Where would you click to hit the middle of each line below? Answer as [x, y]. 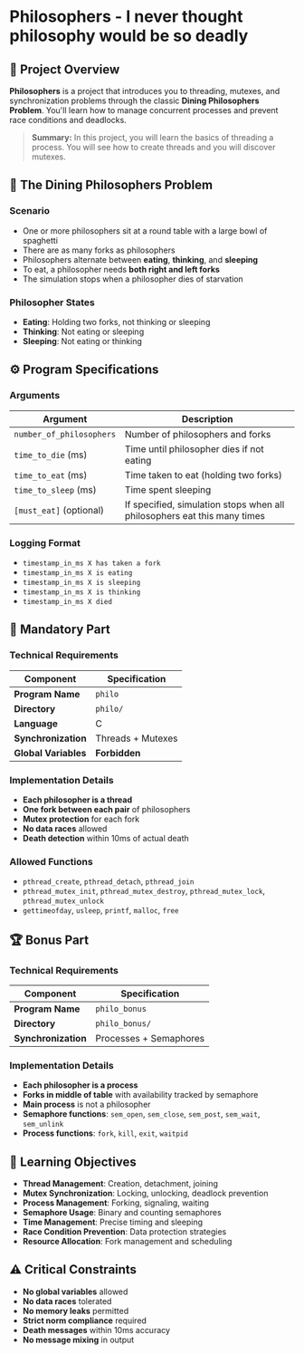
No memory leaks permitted [76, 1311]
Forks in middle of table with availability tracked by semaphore [140, 1095]
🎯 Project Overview [65, 69]
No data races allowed [65, 828]
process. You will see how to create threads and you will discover [153, 147]
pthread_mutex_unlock [63, 902]
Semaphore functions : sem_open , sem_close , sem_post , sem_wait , [141, 1114]
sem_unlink [43, 1125]
